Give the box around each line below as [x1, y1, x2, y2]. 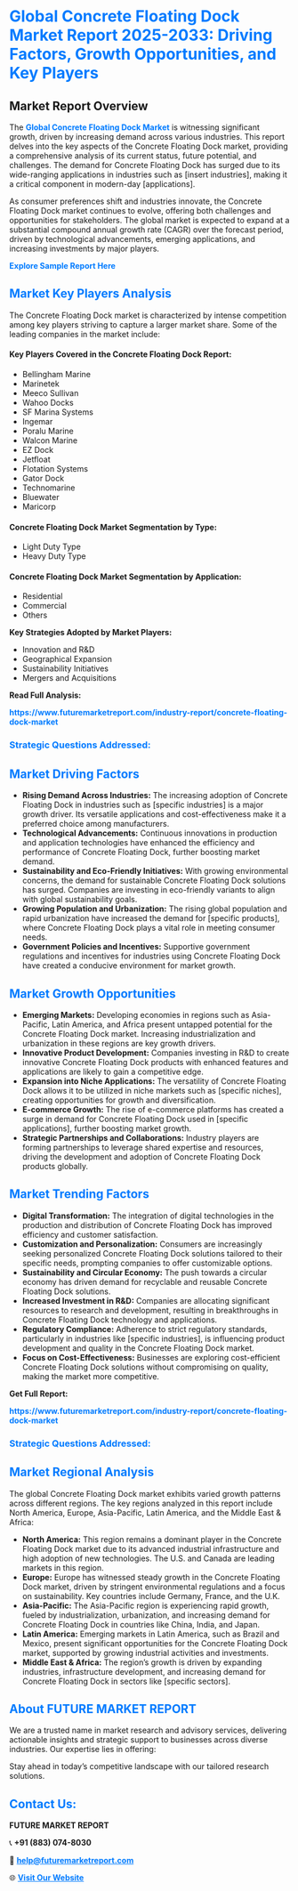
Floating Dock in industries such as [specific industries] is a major [21, 799, 264, 811]
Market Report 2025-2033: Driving [9, 25, 273, 45]
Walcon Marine [21, 435, 78, 446]
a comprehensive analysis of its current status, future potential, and [9, 150, 257, 161]
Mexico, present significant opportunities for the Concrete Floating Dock [21, 1637, 288, 1648]
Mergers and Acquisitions [21, 673, 117, 683]
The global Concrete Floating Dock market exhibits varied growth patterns [9, 1488, 281, 1499]
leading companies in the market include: [9, 328, 161, 339]
